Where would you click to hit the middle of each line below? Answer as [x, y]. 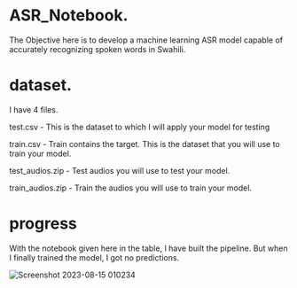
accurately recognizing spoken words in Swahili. [98, 49]
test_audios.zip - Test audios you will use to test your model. [120, 170]
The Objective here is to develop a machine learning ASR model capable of [146, 40]
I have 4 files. [34, 109]
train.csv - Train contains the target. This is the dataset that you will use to [145, 144]
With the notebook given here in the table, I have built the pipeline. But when [148, 248]
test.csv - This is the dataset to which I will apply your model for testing [140, 127]
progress [43, 224]
